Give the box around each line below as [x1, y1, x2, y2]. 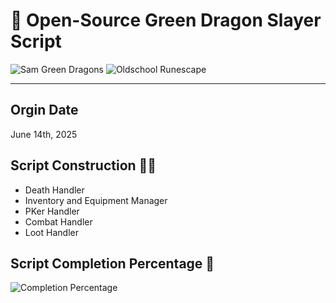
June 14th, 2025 [10, 128, 78, 140]
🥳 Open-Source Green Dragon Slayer [10, 9, 322, 32]
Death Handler [24, 184, 85, 196]
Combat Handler [24, 215, 93, 228]
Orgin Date [10, 102, 79, 119]
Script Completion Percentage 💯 [10, 255, 215, 272]
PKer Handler [24, 205, 80, 217]
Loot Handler [24, 226, 79, 238]
